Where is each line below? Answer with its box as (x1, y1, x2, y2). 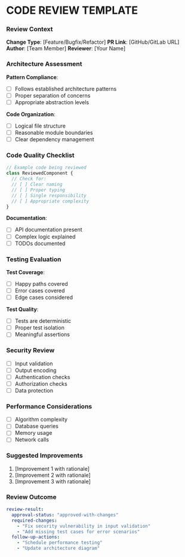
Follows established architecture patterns (14, 85, 117, 92)
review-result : (6, 507, 44, 513)
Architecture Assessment (6, 60, 82, 68)
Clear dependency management (14, 136, 94, 143)
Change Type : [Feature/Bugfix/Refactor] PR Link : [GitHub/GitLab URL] (6, 38, 180, 46)
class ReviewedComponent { (6, 170, 73, 177)
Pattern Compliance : (6, 73, 58, 81)
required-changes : (11, 517, 58, 523)
